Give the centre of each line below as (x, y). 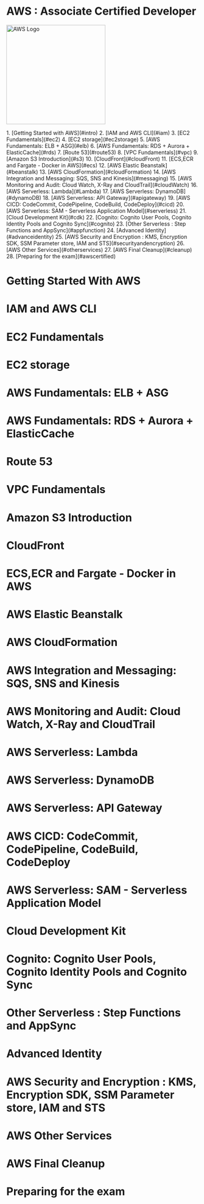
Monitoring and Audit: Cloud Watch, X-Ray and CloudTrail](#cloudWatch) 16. (102, 185)
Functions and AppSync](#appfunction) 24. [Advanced (75, 230)
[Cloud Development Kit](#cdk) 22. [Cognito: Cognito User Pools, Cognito (99, 217)
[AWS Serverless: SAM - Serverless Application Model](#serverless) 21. (97, 211)
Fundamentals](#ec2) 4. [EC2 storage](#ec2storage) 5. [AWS (83, 139)
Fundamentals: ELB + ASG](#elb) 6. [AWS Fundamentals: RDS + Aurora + (98, 145)
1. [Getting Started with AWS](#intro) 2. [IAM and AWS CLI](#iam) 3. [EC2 (98, 133)
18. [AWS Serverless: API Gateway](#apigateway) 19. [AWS (116, 197)
